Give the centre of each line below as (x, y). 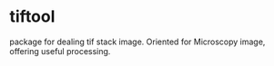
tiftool (32, 17)
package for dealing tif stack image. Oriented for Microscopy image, (137, 42)
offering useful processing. (60, 51)
